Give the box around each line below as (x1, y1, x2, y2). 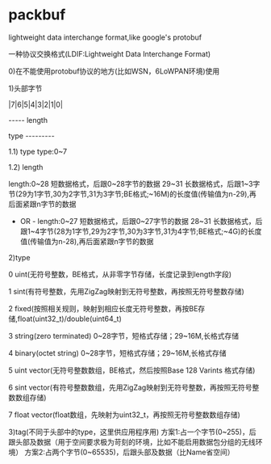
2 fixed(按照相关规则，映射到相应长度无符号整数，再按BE (8, 303, 198, 313)
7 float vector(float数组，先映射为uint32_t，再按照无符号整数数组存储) (8, 410, 240, 420)
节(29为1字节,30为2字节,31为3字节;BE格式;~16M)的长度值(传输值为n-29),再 (8, 188, 256, 199)
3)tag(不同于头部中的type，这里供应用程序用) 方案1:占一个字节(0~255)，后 (8, 427, 256, 437)
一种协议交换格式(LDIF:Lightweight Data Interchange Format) (8, 49, 211, 58)
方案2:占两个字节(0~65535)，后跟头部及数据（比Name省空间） (23, 447, 235, 457)
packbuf (8, 6, 66, 24)
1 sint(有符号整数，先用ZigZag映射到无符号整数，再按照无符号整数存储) (8, 286, 244, 296)
